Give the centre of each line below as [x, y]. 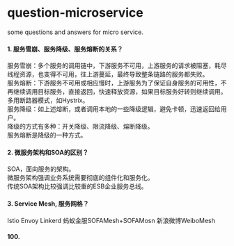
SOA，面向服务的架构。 [41, 169]
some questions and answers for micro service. [76, 32]
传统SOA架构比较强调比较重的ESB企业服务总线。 [77, 186]
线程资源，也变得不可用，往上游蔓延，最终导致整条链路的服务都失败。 [108, 74]
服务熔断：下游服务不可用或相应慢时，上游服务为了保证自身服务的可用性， [114, 83]
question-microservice [76, 13]
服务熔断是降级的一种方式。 [47, 135]
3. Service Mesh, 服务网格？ [48, 204]
